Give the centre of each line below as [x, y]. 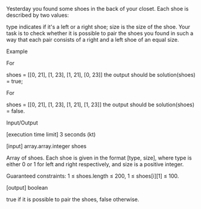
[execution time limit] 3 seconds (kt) [51, 134]
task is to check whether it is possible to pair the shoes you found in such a [100, 33]
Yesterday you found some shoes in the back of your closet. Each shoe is [97, 9]
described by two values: [38, 15]
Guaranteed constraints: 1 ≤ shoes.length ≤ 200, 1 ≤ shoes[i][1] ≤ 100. [93, 176]
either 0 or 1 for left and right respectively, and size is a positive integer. [95, 164]
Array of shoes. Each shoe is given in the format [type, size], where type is [99, 158]
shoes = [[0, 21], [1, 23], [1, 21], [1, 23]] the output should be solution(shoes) [101, 104]
